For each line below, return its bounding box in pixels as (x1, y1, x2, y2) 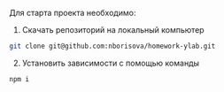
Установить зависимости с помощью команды (21, 57, 200, 68)
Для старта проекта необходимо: (9, 8, 136, 18)
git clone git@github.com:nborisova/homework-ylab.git (9, 42, 216, 50)
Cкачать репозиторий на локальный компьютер (21, 25, 205, 34)
